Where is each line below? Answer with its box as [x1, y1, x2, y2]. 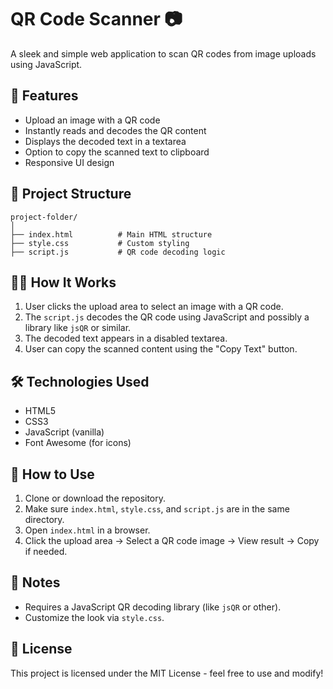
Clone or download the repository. [24, 492, 167, 504]
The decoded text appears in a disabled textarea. [24, 332, 228, 345]
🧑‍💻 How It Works [10, 274, 117, 291]
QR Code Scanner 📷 [10, 8, 183, 31]
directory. [24, 514, 65, 525]
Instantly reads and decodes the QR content [24, 124, 207, 136]
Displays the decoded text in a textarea [24, 135, 187, 147]
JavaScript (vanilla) [24, 426, 105, 438]
